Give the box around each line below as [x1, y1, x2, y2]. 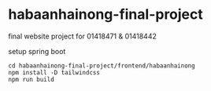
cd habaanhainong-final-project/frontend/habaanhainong [8, 61, 195, 70]
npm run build [8, 75, 55, 83]
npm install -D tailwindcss [8, 68, 101, 76]
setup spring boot [8, 46, 66, 56]
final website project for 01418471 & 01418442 [8, 31, 157, 41]
